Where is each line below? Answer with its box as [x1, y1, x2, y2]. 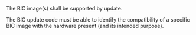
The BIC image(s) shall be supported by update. [6, 5, 123, 12]
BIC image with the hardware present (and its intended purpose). [6, 23, 164, 29]
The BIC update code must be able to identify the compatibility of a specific [6, 16, 190, 23]
